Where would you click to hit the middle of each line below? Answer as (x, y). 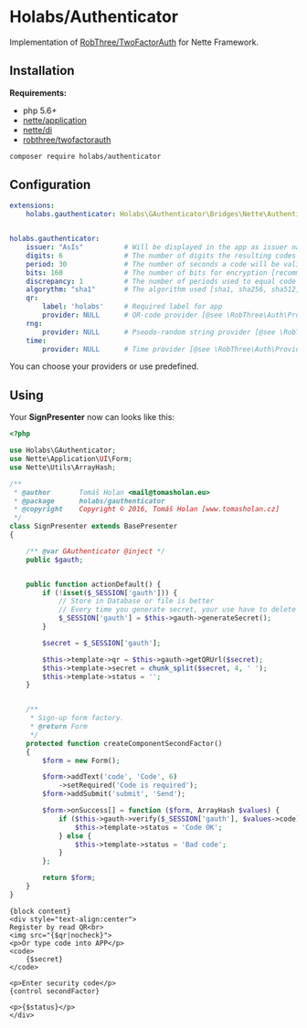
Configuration (50, 185)
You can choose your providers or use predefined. (104, 366)
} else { (75, 836)
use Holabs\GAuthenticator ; (63, 451)
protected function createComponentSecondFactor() (124, 743)
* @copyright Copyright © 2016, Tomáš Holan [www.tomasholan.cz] (147, 509)
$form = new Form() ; (81, 761)
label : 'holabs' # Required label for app (132, 307)
